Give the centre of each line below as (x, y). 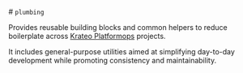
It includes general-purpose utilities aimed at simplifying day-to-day (122, 52)
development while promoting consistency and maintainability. (113, 60)
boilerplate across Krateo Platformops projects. (87, 36)
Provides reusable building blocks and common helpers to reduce (118, 27)
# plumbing (26, 12)
